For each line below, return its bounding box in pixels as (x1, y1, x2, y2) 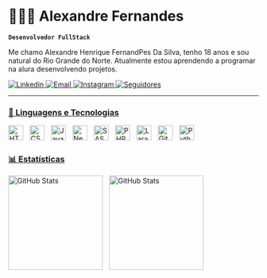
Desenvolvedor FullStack (8, 33, 91, 41)
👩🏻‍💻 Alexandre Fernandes (8, 7, 184, 25)
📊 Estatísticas (8, 154, 65, 165)
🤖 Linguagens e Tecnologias (8, 106, 119, 118)
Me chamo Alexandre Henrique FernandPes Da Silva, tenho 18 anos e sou (8, 47, 250, 56)
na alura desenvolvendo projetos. (8, 64, 118, 74)
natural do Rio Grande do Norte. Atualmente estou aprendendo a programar (8, 56, 256, 65)
